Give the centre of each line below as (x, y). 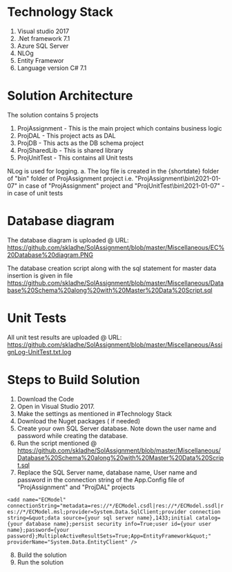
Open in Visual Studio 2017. (56, 406)
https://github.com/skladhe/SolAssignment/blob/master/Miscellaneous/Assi (115, 344)
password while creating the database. (72, 435)
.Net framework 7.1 (43, 38)
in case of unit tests (35, 193)
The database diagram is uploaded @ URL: (68, 240)
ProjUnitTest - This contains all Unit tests (75, 158)
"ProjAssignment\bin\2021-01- (178, 178)
